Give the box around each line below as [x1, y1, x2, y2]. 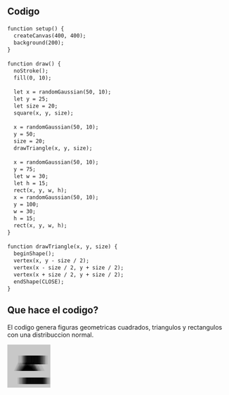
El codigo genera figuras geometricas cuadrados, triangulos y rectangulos [7, 323, 223, 331]
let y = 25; [13, 95, 49, 103]
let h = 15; [13, 179, 49, 187]
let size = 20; [13, 102, 58, 110]
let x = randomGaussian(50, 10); [13, 88, 112, 96]
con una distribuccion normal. [7, 330, 94, 339]
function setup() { [7, 25, 65, 32]
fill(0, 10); [13, 74, 52, 82]
